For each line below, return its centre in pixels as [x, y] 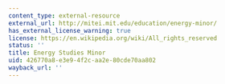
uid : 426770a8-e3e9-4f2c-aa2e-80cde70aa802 [82, 61]
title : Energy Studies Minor [57, 53]
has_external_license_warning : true [70, 30]
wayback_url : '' [35, 68]
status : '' [27, 46]
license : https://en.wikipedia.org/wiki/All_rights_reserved [113, 38]
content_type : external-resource [64, 16]
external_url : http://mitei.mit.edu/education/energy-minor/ [113, 23]
